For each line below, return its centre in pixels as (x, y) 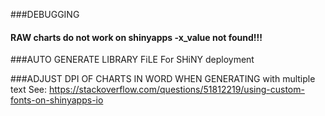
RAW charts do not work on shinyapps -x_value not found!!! (136, 37)
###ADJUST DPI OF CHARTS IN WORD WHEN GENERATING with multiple (163, 79)
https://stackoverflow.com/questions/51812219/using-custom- (177, 90)
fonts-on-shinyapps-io (57, 100)
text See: (29, 90)
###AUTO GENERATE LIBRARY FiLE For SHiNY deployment (132, 60)
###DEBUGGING (45, 14)
